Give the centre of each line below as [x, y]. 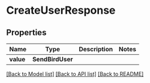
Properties [26, 33]
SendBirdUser [52, 59]
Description [96, 49]
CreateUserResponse [61, 10]
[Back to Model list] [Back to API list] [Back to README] [75, 74]
